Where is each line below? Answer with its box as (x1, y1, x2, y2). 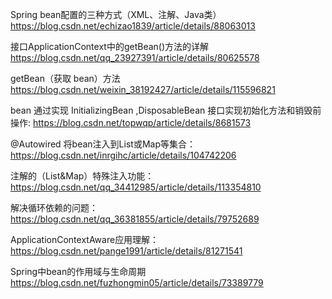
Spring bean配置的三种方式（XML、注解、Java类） (10, 9, 222, 20)
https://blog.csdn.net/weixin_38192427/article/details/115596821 (10, 84, 276, 95)
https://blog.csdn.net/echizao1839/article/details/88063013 (10, 20, 256, 32)
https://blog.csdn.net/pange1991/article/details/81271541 (10, 245, 243, 257)
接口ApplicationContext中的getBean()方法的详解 (10, 41, 210, 52)
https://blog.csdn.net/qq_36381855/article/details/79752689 (10, 213, 260, 225)
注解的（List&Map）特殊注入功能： (10, 170, 155, 182)
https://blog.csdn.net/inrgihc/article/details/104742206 (10, 149, 237, 161)
